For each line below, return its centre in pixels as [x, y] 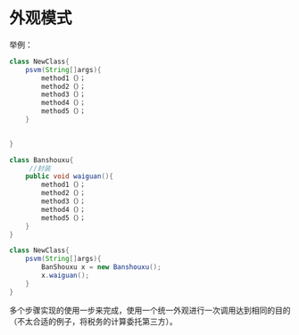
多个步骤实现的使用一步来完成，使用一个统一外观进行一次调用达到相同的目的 [150, 310]
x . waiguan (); [66, 276]
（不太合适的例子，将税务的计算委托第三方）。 [93, 321]
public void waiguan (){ [70, 176]
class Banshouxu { [42, 160]
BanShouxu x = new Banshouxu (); [102, 267]
